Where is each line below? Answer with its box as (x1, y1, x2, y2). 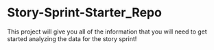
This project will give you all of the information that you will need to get (7, 27, 207, 36)
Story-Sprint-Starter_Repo (7, 5, 163, 21)
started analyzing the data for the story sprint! (7, 34, 137, 42)
